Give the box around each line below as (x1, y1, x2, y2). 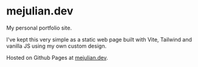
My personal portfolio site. (6, 24, 72, 31)
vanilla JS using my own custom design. (6, 42, 107, 49)
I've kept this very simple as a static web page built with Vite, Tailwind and (6, 36, 193, 43)
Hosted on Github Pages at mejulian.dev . (6, 54, 108, 61)
